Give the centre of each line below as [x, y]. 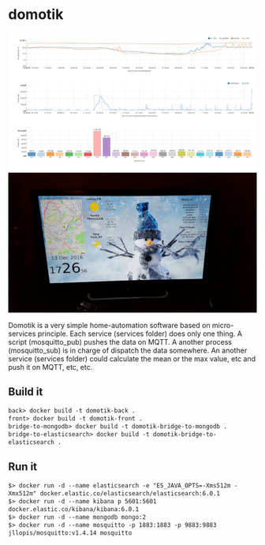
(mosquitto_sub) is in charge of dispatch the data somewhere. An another [128, 350]
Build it [26, 392]
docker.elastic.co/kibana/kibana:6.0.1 [74, 510]
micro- [223, 325]
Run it [23, 467]
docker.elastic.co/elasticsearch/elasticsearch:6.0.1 [130, 494]
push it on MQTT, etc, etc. [50, 367]
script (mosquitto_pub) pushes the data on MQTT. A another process [120, 342]
